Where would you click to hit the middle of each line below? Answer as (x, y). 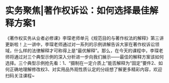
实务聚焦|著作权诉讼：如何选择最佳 (77, 11)
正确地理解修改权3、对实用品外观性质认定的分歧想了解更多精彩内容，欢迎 (86, 69)
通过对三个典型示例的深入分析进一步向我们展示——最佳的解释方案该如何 (89, 56)
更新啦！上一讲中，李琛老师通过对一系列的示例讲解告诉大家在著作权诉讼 (80, 44)
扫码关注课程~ (20, 75)
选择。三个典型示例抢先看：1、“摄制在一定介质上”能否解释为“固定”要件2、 (82, 63)
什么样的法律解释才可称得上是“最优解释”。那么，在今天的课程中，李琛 (87, 50)
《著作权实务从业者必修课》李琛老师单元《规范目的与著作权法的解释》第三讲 (84, 38)
